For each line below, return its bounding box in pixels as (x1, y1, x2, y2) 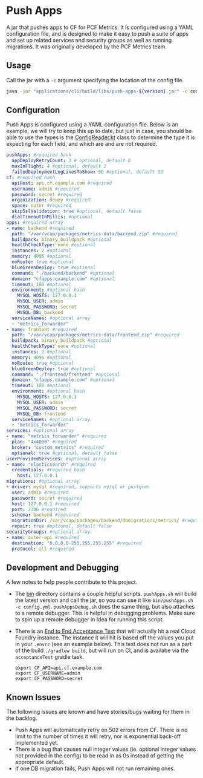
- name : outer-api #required (6, 534, 80, 540)
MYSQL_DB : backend (17, 309, 63, 315)
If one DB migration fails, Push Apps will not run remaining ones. (14, 765, 175, 772)
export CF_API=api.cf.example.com (14, 665, 102, 672)
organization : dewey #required (11, 197, 91, 203)
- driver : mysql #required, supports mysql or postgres (6, 484, 150, 490)
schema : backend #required (11, 512, 80, 518)
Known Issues (6, 692, 61, 702)
